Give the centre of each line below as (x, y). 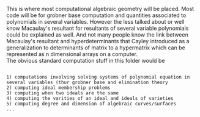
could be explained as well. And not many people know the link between (97, 35)
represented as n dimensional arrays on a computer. (72, 54)
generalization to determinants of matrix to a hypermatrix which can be (96, 48)
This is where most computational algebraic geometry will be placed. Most (100, 9)
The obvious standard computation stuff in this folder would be (86, 61)
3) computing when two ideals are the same (63, 93)
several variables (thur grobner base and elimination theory (87, 82)
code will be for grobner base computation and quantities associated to (96, 15)
